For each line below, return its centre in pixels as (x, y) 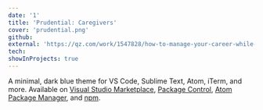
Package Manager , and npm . (54, 98)
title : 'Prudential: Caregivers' (63, 23)
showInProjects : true (43, 59)
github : (21, 37)
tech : (17, 51)
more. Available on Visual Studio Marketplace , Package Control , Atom (120, 89)
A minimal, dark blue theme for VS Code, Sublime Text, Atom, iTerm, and (125, 81)
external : (24, 44)
